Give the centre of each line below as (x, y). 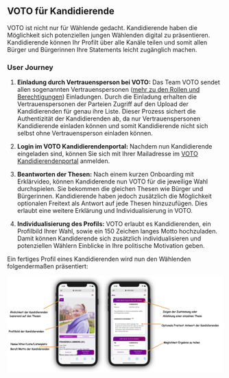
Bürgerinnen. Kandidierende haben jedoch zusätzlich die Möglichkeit (114, 196)
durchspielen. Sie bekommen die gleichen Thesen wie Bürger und (110, 189)
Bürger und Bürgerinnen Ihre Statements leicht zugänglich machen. (102, 49)
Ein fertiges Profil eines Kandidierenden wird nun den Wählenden (99, 259)
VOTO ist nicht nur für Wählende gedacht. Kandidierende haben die (102, 27)
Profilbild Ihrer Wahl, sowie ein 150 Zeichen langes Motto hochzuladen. (117, 231)
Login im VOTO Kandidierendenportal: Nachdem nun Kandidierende (114, 147)
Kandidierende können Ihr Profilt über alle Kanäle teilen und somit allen (107, 42)
